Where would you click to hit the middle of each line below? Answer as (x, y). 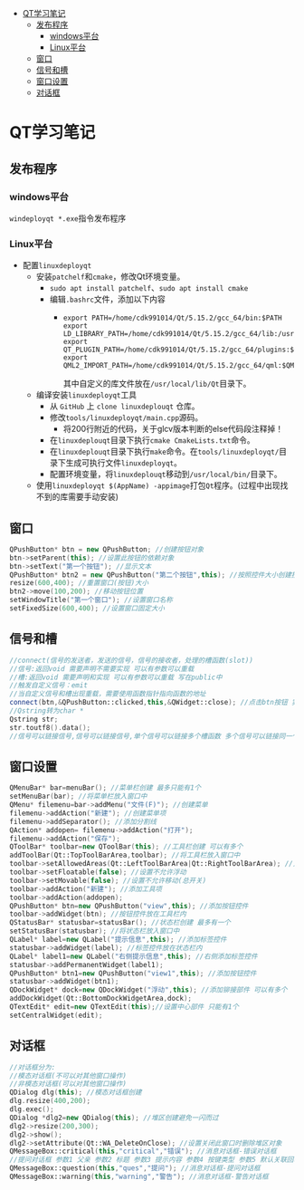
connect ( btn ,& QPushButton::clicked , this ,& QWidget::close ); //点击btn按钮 (148, 703)
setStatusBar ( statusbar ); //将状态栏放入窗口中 (95, 931)
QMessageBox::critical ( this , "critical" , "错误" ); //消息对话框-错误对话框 (143, 1152)
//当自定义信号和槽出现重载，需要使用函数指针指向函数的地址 (108, 694)
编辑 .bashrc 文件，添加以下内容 (107, 299)
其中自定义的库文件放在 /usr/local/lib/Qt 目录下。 (157, 384)
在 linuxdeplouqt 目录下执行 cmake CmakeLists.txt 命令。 (152, 440)
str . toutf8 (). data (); (50, 727)
